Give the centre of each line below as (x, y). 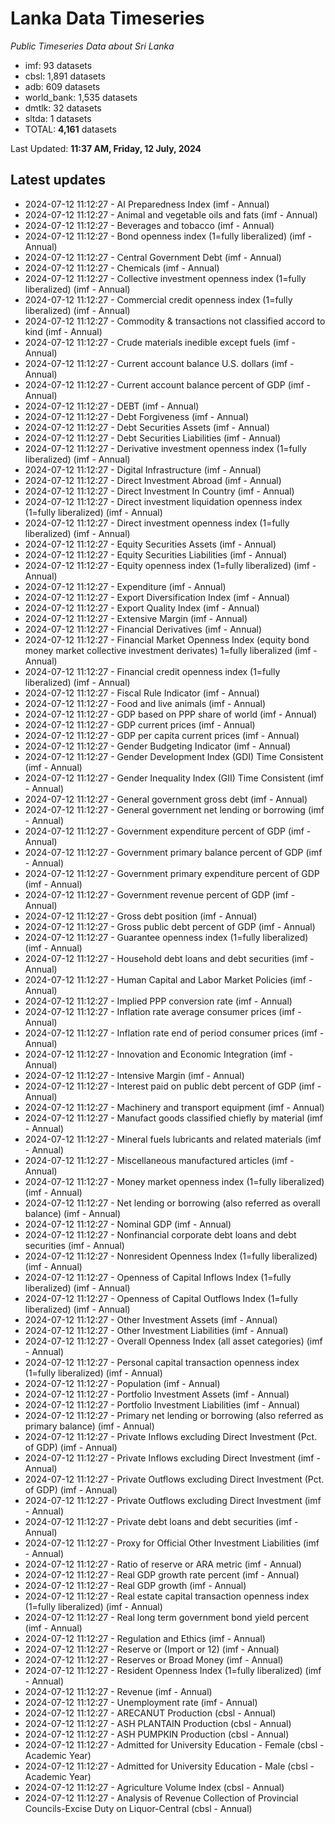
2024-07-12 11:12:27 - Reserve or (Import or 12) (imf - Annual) (152, 1649)
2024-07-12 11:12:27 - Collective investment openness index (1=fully (165, 278)
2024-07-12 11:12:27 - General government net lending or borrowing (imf (174, 809)
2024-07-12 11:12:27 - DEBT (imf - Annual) (112, 406)
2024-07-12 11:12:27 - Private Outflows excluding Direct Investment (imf (173, 1500)
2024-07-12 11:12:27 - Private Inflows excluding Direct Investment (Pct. (171, 1436)
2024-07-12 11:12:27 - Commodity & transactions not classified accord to (175, 321)
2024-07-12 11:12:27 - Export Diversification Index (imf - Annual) (157, 597)
